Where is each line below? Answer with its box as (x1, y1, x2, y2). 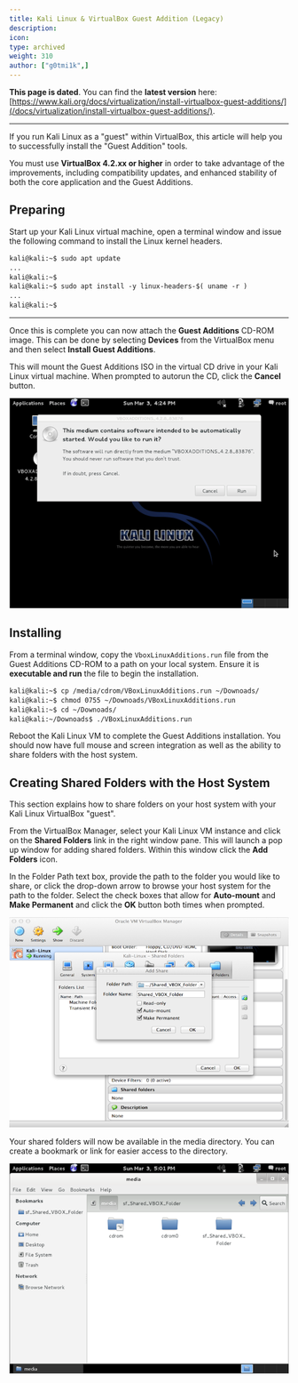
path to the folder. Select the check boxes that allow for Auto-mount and (9, 890, 277, 901)
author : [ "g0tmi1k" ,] (9, 61, 90, 70)
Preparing (9, 203, 66, 218)
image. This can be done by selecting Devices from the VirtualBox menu (9, 334, 275, 346)
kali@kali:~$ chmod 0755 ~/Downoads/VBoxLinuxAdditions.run (9, 696, 237, 704)
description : (9, 23, 58, 33)
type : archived (9, 43, 66, 52)
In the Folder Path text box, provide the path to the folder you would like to (9, 872, 281, 882)
